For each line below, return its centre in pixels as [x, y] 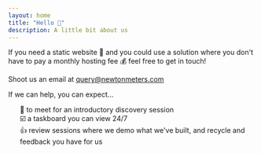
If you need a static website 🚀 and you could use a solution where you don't [131, 53]
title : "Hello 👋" [37, 23]
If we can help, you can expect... [61, 94]
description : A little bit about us [68, 30]
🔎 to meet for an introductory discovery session [97, 110]
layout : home [29, 15]
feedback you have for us [61, 141]
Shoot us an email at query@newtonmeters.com [86, 79]
